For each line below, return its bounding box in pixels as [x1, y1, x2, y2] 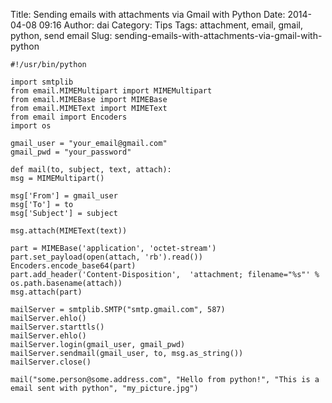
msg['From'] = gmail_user [10, 191, 118, 201]
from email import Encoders [10, 112, 128, 122]
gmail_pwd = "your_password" [10, 147, 132, 157]
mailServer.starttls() [10, 322, 105, 332]
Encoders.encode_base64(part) [10, 261, 137, 271]
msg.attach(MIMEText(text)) [10, 226, 128, 236]
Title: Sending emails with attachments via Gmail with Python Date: [10, 9, 286, 20]
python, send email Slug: [10, 30, 113, 41]
